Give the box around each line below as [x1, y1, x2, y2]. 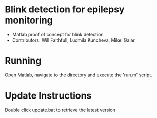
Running [5, 55, 42, 67]
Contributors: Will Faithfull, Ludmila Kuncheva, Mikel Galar [12, 37, 135, 43]
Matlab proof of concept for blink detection [12, 31, 104, 37]
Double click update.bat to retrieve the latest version [5, 107, 116, 113]
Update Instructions [5, 90, 92, 102]
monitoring [5, 14, 53, 26]
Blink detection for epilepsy [5, 4, 125, 15]
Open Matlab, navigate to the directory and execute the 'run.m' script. [5, 72, 152, 78]
